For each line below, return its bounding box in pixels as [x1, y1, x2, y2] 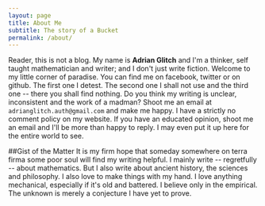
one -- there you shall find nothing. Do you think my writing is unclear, [8, 89, 237, 99]
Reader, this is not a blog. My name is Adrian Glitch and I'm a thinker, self [8, 55, 248, 65]
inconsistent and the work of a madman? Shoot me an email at [8, 97, 213, 107]
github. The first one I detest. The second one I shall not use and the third [8, 81, 248, 90]
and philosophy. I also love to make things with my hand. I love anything [8, 172, 243, 181]
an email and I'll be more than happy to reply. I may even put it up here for [8, 123, 250, 132]
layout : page [8, 11, 52, 20]
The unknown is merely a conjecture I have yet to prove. [8, 189, 192, 198]
